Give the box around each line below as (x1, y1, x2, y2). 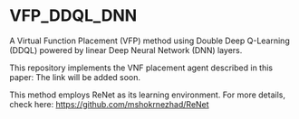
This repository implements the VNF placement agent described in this (9, 62, 274, 73)
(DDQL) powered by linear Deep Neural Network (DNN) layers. (9, 44, 243, 55)
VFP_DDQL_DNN (9, 5, 138, 26)
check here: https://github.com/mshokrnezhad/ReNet (9, 98, 210, 109)
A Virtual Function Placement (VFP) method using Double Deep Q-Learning (9, 35, 290, 46)
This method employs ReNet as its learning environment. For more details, (9, 89, 285, 100)
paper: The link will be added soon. (9, 71, 141, 82)
